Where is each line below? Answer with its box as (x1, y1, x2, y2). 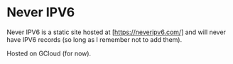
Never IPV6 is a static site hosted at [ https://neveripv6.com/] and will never (6, 28, 227, 36)
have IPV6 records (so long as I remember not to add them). (6, 35, 183, 43)
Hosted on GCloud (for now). (6, 49, 92, 58)
